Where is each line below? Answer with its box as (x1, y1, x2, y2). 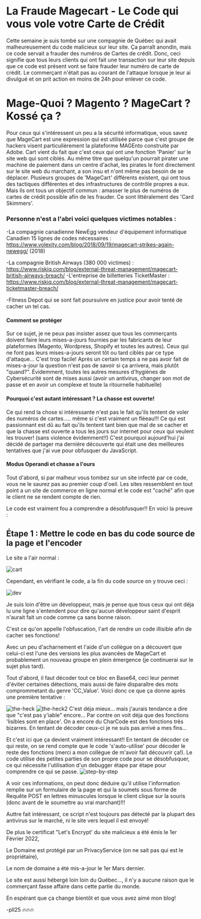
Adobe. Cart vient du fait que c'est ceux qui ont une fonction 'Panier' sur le (6, 148, 191, 155)
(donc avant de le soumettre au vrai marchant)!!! (6, 799, 125, 806)
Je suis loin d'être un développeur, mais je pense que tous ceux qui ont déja (6, 600, 194, 608)
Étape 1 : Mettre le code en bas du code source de (6, 529, 195, 539)
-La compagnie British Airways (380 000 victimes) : (6, 259, 134, 266)
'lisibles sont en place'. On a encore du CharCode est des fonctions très (6, 718, 184, 725)
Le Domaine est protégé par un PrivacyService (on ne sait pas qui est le (6, 846, 184, 853)
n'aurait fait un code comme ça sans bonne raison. (6, 613, 132, 621)
